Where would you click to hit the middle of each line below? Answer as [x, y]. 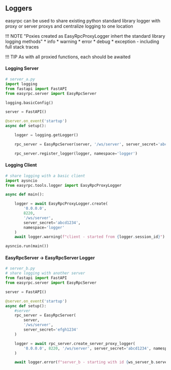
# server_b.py [20, 268]
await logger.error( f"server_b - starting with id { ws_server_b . [85, 362]
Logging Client [21, 165]
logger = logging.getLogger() [47, 135]
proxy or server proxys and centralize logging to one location [69, 26]
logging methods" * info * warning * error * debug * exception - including [82, 41]
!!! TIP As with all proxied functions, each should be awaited [68, 57]
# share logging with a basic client [45, 176]
